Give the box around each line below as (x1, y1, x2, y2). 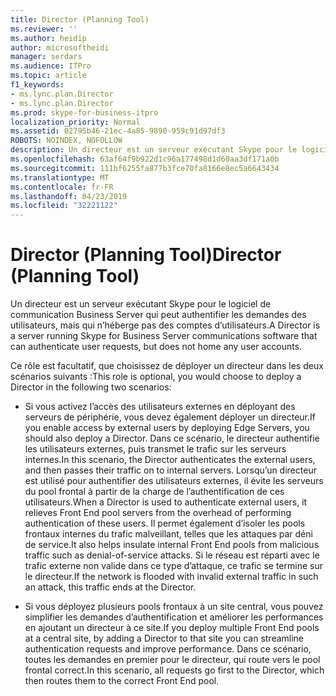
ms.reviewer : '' (10, 24, 78, 34)
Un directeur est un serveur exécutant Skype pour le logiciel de (10, 298, 272, 310)
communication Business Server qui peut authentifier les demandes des (10, 309, 307, 321)
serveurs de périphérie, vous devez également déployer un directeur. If (24, 411, 316, 423)
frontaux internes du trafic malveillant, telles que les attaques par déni (24, 528, 313, 540)
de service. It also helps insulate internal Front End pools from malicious (24, 539, 320, 551)
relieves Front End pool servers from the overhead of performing (24, 507, 292, 519)
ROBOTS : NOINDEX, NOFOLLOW (10, 136, 123, 146)
